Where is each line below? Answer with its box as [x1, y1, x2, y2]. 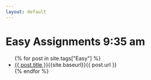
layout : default [5, 8, 46, 15]
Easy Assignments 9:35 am [5, 34, 146, 48]
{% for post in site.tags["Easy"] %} [14, 55, 101, 62]
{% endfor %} [14, 67, 49, 75]
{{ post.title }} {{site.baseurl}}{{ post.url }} [14, 61, 117, 68]
